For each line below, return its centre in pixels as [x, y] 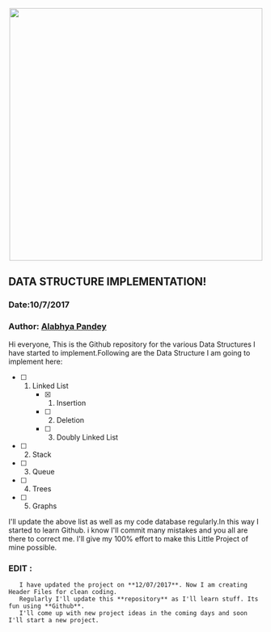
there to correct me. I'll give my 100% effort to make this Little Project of [129, 538]
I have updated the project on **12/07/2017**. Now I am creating [133, 585]
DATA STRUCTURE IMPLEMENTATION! [108, 282]
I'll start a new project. [54, 620]
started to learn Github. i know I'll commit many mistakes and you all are [128, 530]
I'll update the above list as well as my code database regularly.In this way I [133, 521]
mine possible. [33, 547]
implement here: [36, 361]
